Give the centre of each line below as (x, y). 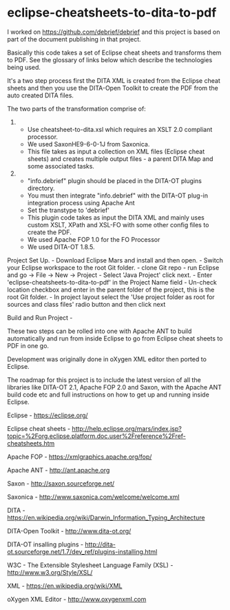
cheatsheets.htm (31, 443)
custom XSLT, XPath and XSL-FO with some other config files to (118, 225)
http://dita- (100, 544)
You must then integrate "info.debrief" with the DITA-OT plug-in (118, 196)
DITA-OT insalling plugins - (45, 544)
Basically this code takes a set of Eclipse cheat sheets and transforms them (114, 53)
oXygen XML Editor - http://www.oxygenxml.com (77, 599)
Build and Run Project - (40, 317)
